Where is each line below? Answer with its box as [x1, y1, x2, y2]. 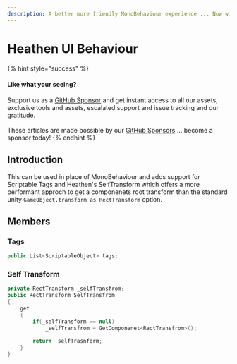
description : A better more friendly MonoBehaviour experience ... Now [7, 10, 222, 18]
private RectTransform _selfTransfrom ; [7, 285, 125, 293]
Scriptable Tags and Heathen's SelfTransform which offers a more [7, 180, 200, 188]
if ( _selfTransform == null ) [32, 318, 115, 325]
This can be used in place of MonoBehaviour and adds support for [7, 172, 201, 181]
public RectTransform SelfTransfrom [7, 292, 115, 299]
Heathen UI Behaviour [7, 40, 139, 56]
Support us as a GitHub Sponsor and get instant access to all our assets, [7, 96, 219, 104]
